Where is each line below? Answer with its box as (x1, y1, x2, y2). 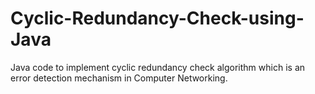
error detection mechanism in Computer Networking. (10, 72, 228, 84)
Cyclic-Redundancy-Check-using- (10, 7, 305, 30)
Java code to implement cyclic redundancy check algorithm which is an (10, 61, 306, 73)
